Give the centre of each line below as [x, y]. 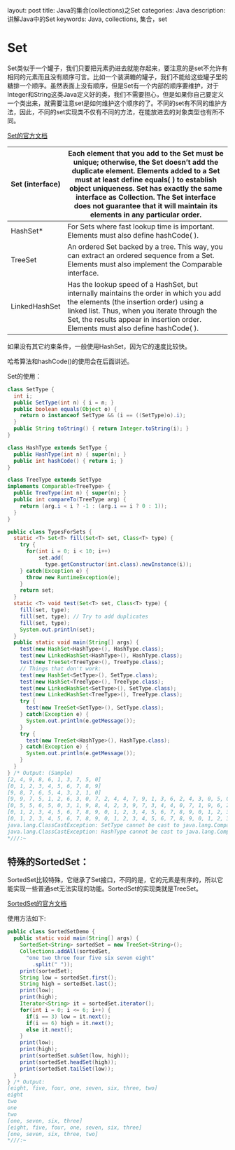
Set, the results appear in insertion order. [134, 319]
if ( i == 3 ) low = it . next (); [68, 1016]
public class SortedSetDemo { [51, 932]
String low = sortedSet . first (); [69, 977]
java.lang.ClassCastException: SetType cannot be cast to [93, 825]
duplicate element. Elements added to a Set [146, 170]
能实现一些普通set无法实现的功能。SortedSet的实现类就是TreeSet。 [105, 888]
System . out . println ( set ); [58, 630]
